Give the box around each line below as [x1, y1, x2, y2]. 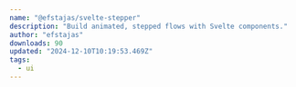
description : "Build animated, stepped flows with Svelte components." [9, 22, 288, 31]
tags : [9, 55, 30, 64]
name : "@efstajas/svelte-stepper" [9, 13, 142, 23]
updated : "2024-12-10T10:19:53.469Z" [9, 47, 153, 56]
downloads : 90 [9, 38, 64, 48]
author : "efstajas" [9, 30, 84, 39]
